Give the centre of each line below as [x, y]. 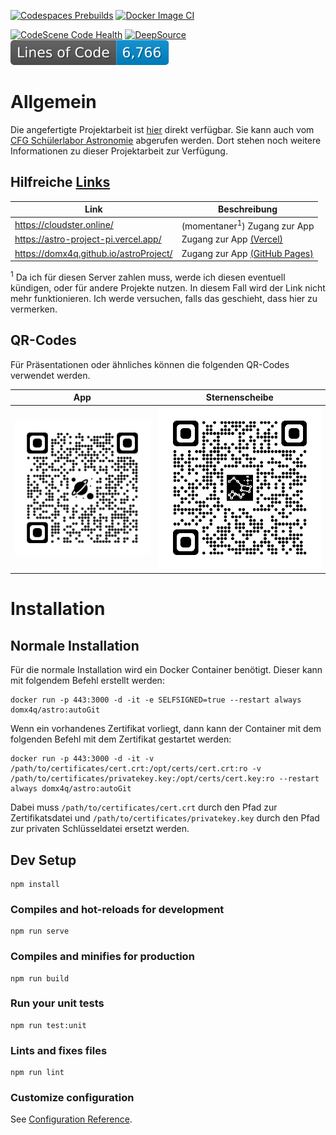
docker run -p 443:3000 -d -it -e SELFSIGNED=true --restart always [156, 700]
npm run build [40, 978]
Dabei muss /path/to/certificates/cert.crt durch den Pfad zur [144, 807]
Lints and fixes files [59, 1050]
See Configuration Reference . [71, 1119]
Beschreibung [248, 209]
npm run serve [40, 931]
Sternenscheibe [239, 397]
